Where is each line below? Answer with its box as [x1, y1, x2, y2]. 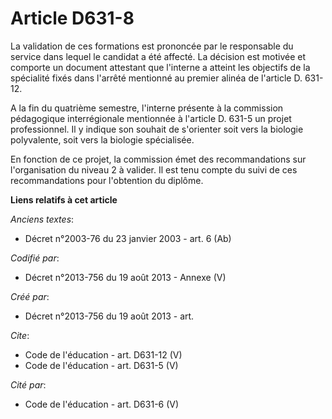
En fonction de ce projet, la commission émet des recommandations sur [10, 153, 307, 165]
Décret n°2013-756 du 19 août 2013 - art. [24, 310, 195, 322]
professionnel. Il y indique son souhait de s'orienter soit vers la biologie [10, 123, 304, 135]
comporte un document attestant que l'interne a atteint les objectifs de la [10, 61, 311, 73]
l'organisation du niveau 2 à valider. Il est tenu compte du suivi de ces [10, 163, 298, 176]
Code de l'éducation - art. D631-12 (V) [24, 348, 183, 361]
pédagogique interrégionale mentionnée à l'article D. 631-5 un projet [10, 112, 292, 124]
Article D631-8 [10, 7, 135, 30]
